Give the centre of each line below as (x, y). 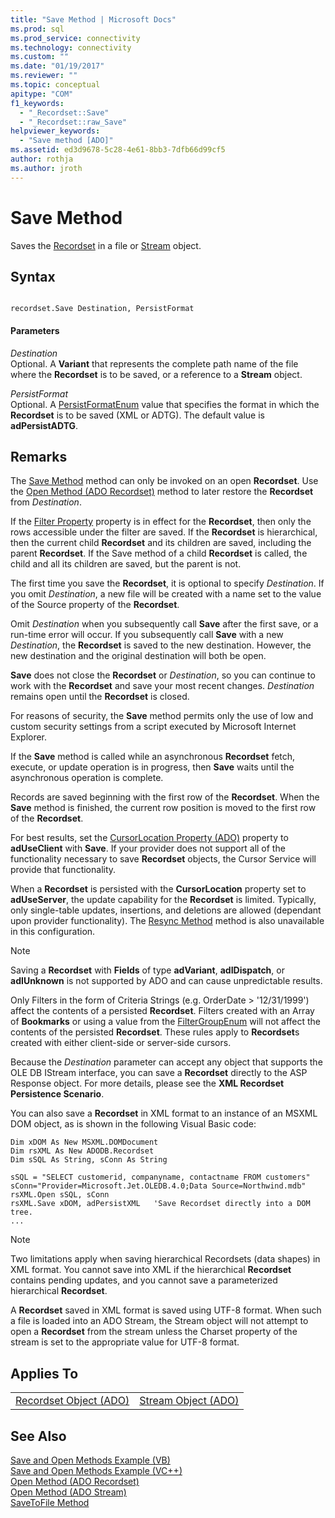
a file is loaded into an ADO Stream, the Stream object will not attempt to (159, 1321)
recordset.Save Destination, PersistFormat (102, 309)
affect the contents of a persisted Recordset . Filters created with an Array (162, 1011)
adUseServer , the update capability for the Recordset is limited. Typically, (163, 900)
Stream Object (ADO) (189, 1401)
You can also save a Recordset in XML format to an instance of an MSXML (164, 1113)
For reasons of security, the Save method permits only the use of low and (162, 716)
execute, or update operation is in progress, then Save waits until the (152, 767)
